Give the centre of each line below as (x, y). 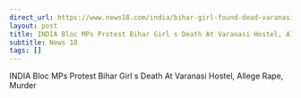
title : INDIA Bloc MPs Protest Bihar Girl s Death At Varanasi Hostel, (146, 34)
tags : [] (26, 51)
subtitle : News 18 (43, 42)
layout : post (34, 26)
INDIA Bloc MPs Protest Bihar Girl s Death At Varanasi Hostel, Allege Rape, (146, 76)
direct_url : (31, 17)
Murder (23, 86)
